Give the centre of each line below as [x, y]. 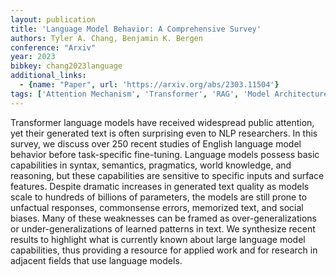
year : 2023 [33, 57]
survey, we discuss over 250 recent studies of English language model [156, 143]
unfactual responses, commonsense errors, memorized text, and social [157, 207]
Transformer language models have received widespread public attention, [162, 122]
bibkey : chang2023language [66, 66]
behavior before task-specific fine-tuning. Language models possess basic [165, 154]
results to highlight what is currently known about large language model [158, 239]
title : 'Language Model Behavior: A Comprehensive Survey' [136, 29]
